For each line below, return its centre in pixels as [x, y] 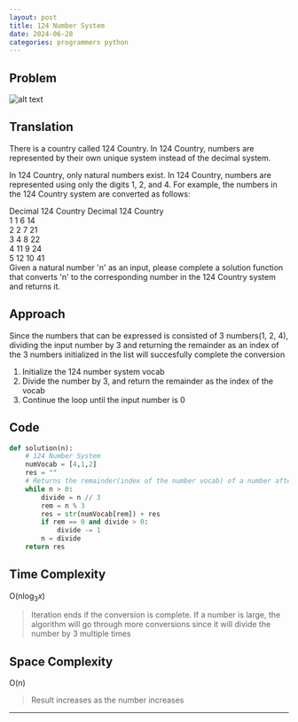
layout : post [33, 17]
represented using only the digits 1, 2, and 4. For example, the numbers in [143, 184]
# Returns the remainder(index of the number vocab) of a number [149, 481]
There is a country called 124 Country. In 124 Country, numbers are [132, 148]
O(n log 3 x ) [27, 597]
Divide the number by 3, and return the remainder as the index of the [147, 381]
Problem [33, 78]
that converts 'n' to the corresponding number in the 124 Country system [143, 276]
